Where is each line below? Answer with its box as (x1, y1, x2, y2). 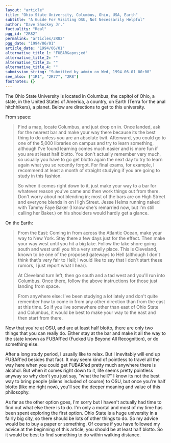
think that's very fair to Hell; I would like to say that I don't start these (17, 257, 163, 263)
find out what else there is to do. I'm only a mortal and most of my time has (5, 404, 163, 410)
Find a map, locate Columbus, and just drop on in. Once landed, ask (17, 123, 161, 130)
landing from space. (17, 283, 60, 289)
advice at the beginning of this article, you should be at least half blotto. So (5, 426, 163, 432)
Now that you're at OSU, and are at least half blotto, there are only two (5, 325, 153, 331)
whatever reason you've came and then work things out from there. (17, 188, 160, 194)
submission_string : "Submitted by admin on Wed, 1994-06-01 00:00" (5, 70, 152, 75)
